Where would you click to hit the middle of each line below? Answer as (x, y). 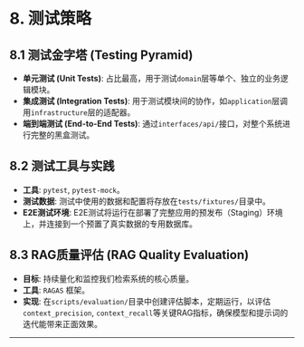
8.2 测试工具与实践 (62, 166)
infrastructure (59, 113)
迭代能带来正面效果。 (62, 323)
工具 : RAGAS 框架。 (56, 290)
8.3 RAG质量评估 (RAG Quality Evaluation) (129, 255)
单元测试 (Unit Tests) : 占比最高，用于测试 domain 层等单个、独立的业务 (152, 78)
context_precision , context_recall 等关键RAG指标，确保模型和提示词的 (155, 313)
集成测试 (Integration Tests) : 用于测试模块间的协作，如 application (147, 101)
